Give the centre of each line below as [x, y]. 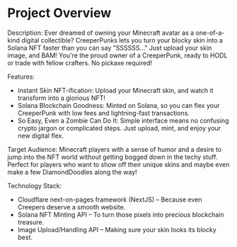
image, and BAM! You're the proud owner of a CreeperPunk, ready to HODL [117, 55]
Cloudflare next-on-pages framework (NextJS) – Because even [110, 199]
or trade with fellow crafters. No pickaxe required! [80, 62]
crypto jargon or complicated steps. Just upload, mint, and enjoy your [119, 128]
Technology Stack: [35, 185]
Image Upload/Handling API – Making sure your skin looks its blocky [117, 229]
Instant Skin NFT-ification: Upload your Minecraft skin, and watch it [115, 90]
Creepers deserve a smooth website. [71, 207]
